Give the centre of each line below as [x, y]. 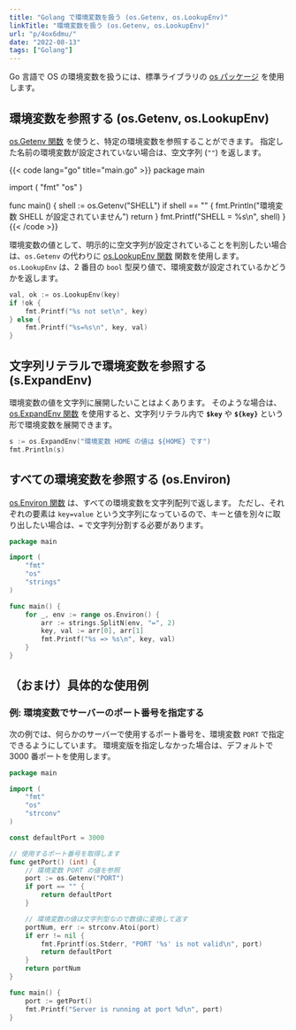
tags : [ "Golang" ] [41, 50]
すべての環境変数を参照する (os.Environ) [120, 480]
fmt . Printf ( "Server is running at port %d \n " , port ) [124, 1009]
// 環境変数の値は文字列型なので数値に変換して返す [106, 919]
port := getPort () [59, 1001]
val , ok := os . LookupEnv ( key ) [65, 294]
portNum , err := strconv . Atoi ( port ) [93, 927]
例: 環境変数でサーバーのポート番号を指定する [107, 713]
